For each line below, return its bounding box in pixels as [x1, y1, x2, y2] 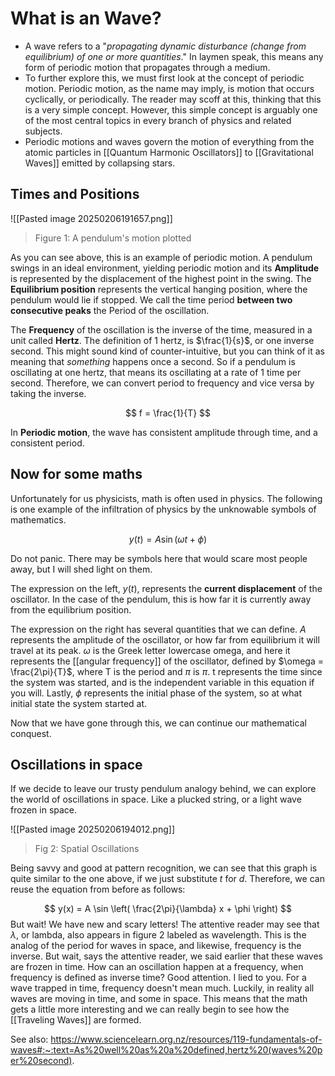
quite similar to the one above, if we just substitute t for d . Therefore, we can [10, 873, 325, 885]
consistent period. [10, 437, 85, 449]
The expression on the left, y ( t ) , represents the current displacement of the [10, 582, 323, 594]
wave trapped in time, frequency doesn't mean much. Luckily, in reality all [10, 982, 315, 994]
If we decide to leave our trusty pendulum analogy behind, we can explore [10, 783, 317, 795]
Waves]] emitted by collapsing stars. [24, 157, 176, 169]
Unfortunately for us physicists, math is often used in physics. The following [10, 492, 323, 504]
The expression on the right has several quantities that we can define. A [10, 623, 307, 635]
